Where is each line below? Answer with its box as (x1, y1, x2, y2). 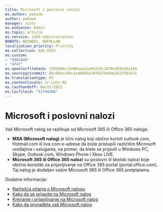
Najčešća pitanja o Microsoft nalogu (12, 186, 85, 192)
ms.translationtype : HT (5, 75, 54, 80)
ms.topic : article (5, 30, 43, 35)
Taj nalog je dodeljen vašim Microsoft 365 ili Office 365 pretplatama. (12, 167, 151, 173)
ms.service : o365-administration (5, 35, 74, 40)
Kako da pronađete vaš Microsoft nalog (12, 202, 92, 208)
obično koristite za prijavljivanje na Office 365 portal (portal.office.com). (12, 162, 158, 168)
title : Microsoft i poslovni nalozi (5, 7, 80, 12)
